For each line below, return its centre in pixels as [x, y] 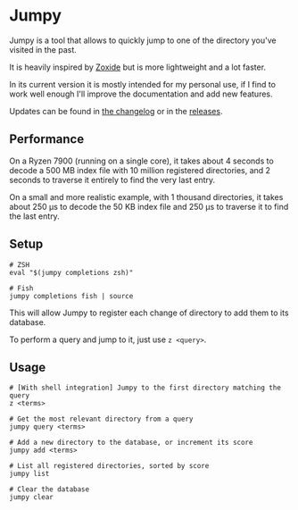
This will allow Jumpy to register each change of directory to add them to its [149, 313]
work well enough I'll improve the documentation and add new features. [141, 94]
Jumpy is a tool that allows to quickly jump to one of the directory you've [143, 40]
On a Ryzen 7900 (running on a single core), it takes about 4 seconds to [141, 161]
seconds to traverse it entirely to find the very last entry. [112, 180]
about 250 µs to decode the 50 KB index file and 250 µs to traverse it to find [149, 206]
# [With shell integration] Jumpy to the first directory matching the [145, 388]
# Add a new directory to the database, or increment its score [131, 443]
